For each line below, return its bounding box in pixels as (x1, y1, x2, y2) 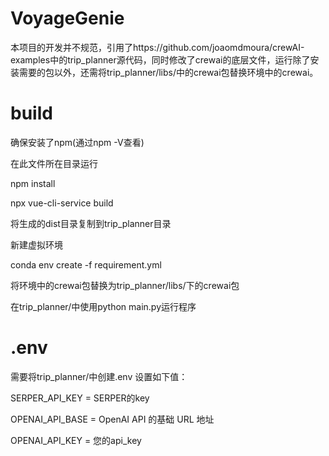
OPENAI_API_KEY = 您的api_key (10, 434, 142, 446)
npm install (10, 177, 56, 189)
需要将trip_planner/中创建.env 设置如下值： (10, 370, 188, 382)
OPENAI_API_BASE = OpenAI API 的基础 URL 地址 (10, 413, 215, 425)
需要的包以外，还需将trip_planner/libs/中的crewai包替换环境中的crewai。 (18, 66, 319, 78)
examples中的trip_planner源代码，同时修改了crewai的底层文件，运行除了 (10, 53, 311, 66)
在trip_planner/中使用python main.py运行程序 (10, 300, 197, 312)
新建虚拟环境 (10, 238, 63, 251)
